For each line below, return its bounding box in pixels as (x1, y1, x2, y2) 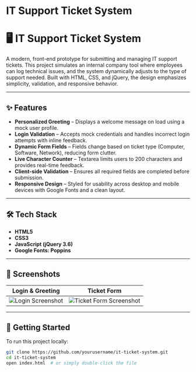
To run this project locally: (6, 338, 69, 345)
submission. (14, 174, 44, 181)
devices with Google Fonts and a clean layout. (14, 186, 125, 194)
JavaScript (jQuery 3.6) (14, 240, 73, 247)
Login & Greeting (12, 287, 60, 295)
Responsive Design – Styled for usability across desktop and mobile (14, 180, 180, 187)
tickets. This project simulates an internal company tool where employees (6, 61, 183, 68)
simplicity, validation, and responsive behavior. (6, 80, 118, 87)
